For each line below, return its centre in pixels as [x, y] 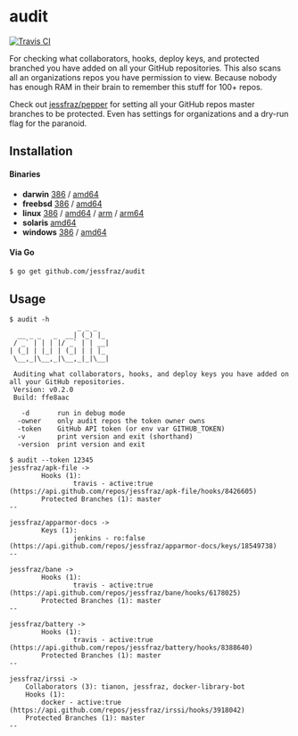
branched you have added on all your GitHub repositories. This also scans [145, 68]
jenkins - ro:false [109, 539]
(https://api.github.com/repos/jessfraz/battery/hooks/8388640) [131, 648]
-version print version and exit [81, 445]
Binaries [25, 174]
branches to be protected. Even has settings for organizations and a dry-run [149, 113]
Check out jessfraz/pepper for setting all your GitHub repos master [132, 104]
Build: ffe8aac [41, 398]
